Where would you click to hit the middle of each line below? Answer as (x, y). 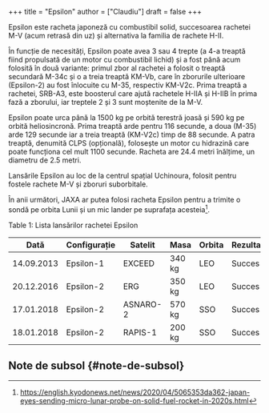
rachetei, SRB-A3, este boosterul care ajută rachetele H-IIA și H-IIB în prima (133, 94)
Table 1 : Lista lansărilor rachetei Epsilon (73, 225)
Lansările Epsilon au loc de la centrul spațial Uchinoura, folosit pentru (122, 176)
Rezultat (247, 245)
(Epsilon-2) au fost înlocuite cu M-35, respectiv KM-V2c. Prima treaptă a (128, 85)
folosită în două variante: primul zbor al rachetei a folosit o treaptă (117, 68)
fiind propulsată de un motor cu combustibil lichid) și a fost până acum (124, 60)
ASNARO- (143, 304)
